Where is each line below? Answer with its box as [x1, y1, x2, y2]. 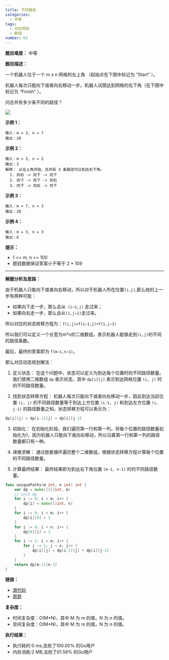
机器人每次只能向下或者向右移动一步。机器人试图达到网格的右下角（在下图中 [5, 82, 164, 88]
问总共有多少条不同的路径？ [5, 99, 63, 105]
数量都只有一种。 [12, 438, 48, 444]
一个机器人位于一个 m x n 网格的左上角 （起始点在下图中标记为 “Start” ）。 [5, 71, 158, 77]
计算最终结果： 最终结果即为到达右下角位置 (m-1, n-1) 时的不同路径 [12, 466, 154, 472]
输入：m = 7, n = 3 [5, 203, 44, 208]
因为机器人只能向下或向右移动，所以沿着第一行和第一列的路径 [32, 432, 160, 438]
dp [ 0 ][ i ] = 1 [23, 529, 51, 534]
